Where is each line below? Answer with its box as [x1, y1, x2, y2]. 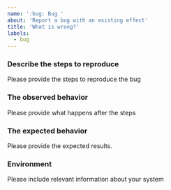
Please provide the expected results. [7, 142, 113, 150]
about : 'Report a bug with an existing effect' [7, 17, 149, 24]
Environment [7, 159, 52, 168]
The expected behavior [7, 126, 88, 136]
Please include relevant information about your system [7, 175, 164, 184]
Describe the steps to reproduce [7, 59, 119, 69]
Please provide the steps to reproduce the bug [7, 75, 141, 84]
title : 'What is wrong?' [7, 23, 80, 30]
